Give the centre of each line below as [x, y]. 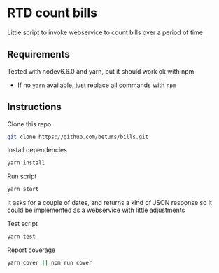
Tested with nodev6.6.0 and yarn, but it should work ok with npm [101, 71]
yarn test [22, 237]
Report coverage [31, 250]
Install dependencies [37, 150]
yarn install [26, 163]
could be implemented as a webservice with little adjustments [96, 210]
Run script [22, 176]
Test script [23, 224]
